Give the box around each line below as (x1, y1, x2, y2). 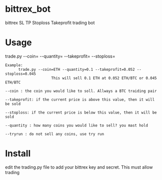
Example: (5, 62, 23, 67)
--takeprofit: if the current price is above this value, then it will (5, 97, 155, 102)
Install (5, 148, 31, 159)
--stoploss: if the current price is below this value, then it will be (5, 110, 157, 115)
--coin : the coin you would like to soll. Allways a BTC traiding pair (5, 89, 157, 93)
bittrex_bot (5, 3, 51, 15)
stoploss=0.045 (5, 71, 36, 76)
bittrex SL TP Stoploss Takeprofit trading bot (5, 20, 95, 26)
